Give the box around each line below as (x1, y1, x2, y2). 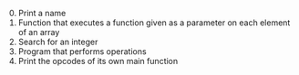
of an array (17, 27, 60, 37)
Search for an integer (17, 36, 98, 47)
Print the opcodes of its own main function (17, 56, 179, 66)
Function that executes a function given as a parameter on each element (17, 17, 291, 28)
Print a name (17, 8, 67, 18)
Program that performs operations (17, 46, 148, 57)
